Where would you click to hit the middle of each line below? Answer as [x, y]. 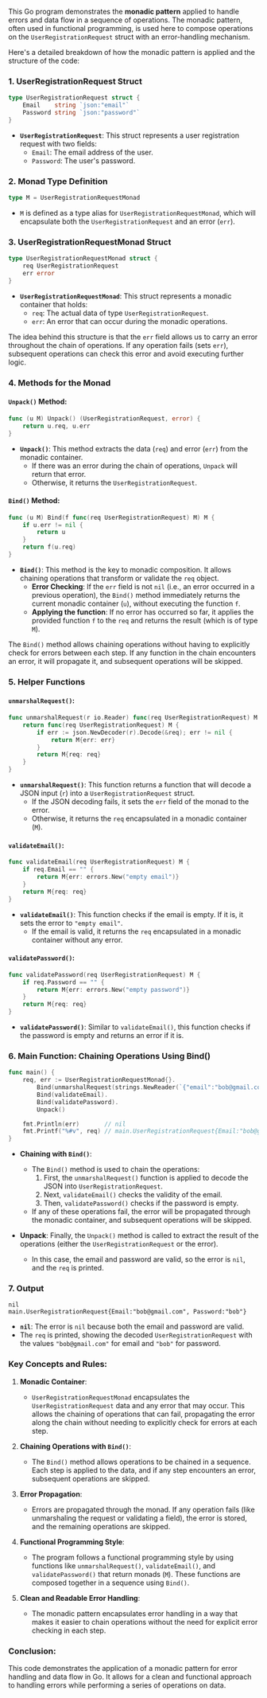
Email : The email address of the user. [92, 152]
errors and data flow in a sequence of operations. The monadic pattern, [126, 20]
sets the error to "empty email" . [71, 923]
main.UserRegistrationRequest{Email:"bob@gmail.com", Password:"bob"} [128, 1312]
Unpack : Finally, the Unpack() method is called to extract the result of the [139, 1235]
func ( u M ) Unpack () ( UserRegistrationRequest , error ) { [104, 418]
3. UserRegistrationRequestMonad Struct [90, 242]
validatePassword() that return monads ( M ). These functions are [136, 1574]
